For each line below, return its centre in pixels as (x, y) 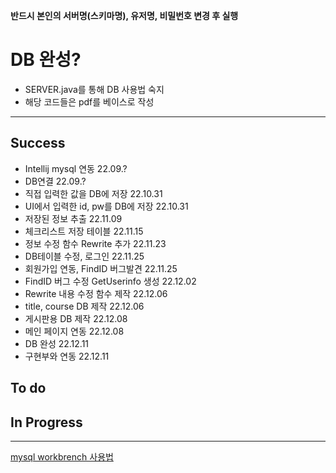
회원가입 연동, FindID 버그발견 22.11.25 (101, 268)
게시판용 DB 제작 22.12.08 (76, 318)
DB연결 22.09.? (55, 181)
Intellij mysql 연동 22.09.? (76, 168)
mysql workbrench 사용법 (62, 456)
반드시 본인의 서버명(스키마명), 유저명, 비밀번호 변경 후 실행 (124, 15)
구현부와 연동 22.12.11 (67, 356)
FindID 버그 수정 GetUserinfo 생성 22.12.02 (110, 281)
